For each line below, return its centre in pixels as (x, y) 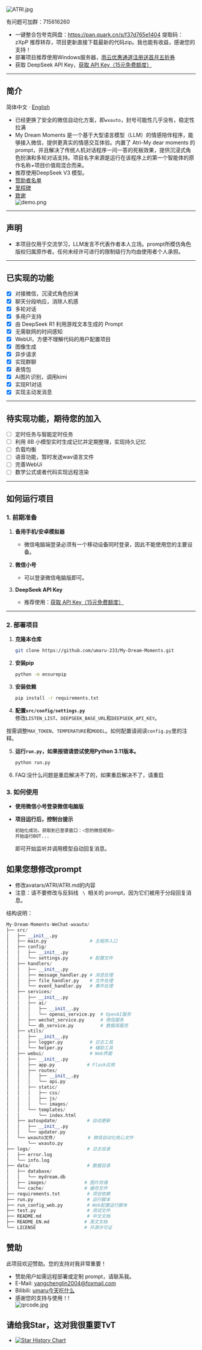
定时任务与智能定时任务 (44, 434)
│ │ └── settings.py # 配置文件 (60, 958)
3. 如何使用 (22, 792)
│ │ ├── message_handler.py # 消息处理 (60, 975)
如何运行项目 (30, 498)
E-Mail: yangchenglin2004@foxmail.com (65, 1283)
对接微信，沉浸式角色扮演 (47, 293)
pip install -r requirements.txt (57, 698)
